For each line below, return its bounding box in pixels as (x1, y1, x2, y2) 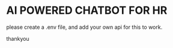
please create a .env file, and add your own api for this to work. (6, 23, 163, 31)
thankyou (6, 35, 29, 42)
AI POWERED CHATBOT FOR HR (6, 4, 168, 17)
